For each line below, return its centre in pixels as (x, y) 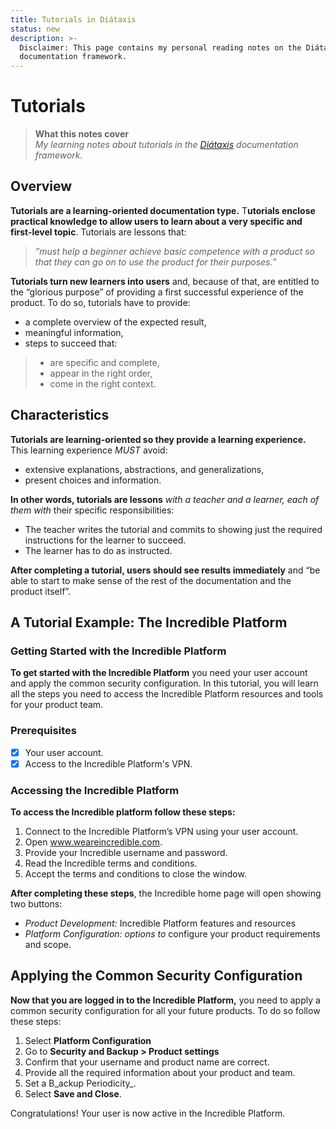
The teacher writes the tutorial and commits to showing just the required (173, 529)
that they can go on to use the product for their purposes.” (155, 262)
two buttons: (36, 904)
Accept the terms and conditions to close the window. (135, 874)
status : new (35, 29)
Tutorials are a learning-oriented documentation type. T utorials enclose (163, 210)
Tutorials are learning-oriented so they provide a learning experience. (158, 439)
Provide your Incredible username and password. (126, 853)
